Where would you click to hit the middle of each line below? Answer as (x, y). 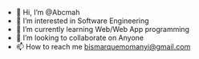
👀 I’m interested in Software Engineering (83, 21)
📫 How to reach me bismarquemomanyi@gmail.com (103, 47)
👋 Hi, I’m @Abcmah (48, 12)
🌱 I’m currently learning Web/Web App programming (103, 29)
